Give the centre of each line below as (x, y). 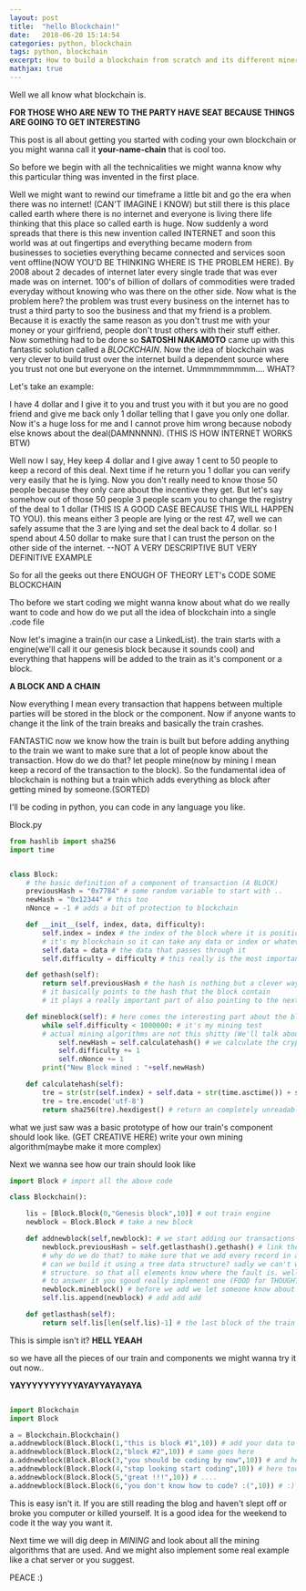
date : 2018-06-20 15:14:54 (65, 35)
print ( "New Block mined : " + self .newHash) (124, 1068)
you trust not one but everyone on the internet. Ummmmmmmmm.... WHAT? (153, 368)
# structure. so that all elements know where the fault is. (161, 1273)
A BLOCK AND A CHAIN (55, 686)
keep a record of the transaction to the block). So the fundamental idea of (148, 770)
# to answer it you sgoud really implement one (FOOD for (154, 1281)
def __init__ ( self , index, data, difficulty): (116, 925)
